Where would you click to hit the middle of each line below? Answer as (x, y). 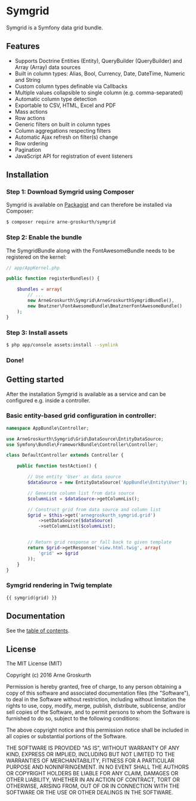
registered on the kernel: (36, 257)
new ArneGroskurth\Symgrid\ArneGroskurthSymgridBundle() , (101, 301)
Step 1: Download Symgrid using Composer (70, 192)
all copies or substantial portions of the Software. (66, 736)
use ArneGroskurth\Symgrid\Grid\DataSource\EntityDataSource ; (85, 439)
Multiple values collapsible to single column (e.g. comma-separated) (99, 92)
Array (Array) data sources (48, 67)
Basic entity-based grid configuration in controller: (81, 415)
